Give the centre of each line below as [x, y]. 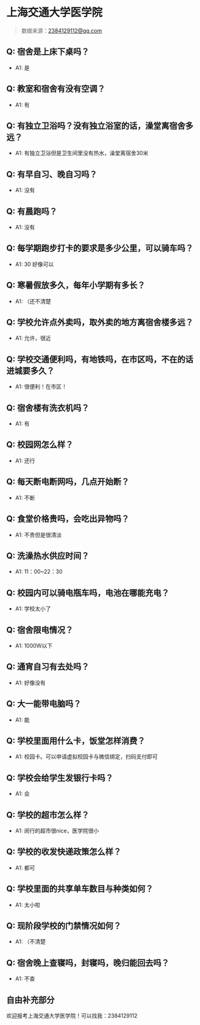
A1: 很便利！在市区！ [41, 387]
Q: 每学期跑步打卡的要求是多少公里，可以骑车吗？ [100, 248]
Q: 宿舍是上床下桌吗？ [48, 52]
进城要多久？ [30, 371]
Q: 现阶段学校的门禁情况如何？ [64, 926]
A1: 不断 [25, 498]
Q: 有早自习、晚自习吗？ [52, 174]
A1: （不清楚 [30, 942]
